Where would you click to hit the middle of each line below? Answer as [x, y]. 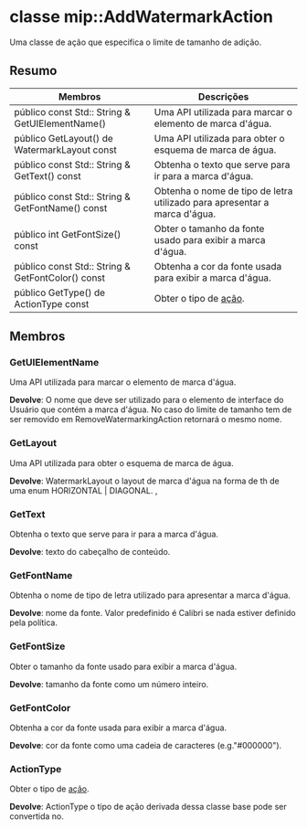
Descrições [223, 96]
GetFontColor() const [60, 278]
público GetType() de [60, 292]
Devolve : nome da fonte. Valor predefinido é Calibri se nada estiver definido [153, 613]
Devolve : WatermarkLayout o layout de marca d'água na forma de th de [145, 481]
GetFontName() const [61, 207]
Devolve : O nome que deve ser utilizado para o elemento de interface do [147, 400]
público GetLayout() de [64, 138]
